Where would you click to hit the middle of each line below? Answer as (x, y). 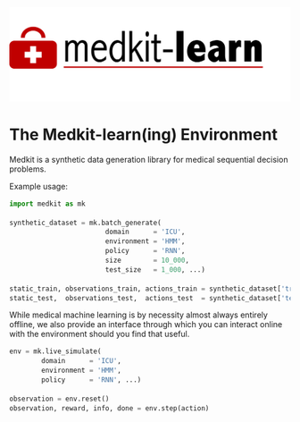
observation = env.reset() (59, 399)
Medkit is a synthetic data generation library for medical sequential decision (149, 159)
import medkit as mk (48, 204)
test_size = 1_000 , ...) (155, 270)
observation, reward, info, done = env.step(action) (109, 408)
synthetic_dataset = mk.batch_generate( (86, 223)
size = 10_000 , (147, 260)
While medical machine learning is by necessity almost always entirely (138, 315)
